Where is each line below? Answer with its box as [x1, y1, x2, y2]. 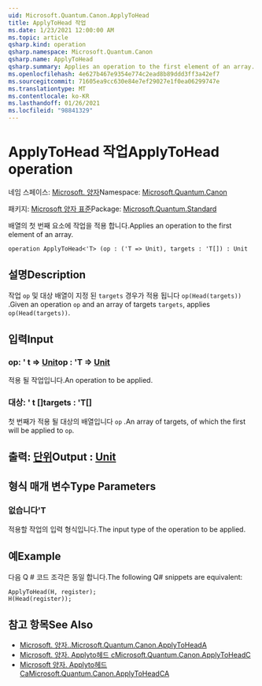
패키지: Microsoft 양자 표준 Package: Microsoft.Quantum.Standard [8, 204, 217, 213]
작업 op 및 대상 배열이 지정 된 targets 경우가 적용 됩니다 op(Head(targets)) [8, 291, 242, 300]
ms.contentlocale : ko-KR [8, 92, 90, 100]
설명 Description [8, 269, 87, 282]
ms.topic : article [8, 33, 68, 42]
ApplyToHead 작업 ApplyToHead [8, 143, 220, 161]
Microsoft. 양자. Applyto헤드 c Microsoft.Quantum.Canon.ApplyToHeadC [19, 651, 251, 660]
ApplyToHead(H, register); [8, 588, 97, 595]
